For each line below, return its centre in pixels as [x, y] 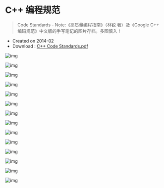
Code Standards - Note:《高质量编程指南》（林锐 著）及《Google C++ [88, 25]
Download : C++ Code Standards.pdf [50, 46]
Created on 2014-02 [33, 41]
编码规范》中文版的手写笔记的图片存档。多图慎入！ [69, 31]
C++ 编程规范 [33, 10]
